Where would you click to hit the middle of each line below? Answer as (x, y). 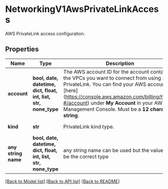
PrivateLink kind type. (89, 127)
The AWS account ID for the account (106, 72)
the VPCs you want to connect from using (112, 78)
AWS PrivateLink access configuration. (45, 33)
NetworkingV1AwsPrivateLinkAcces (82, 9)
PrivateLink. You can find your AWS (105, 84)
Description (120, 63)
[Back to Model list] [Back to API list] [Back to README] (62, 181)
